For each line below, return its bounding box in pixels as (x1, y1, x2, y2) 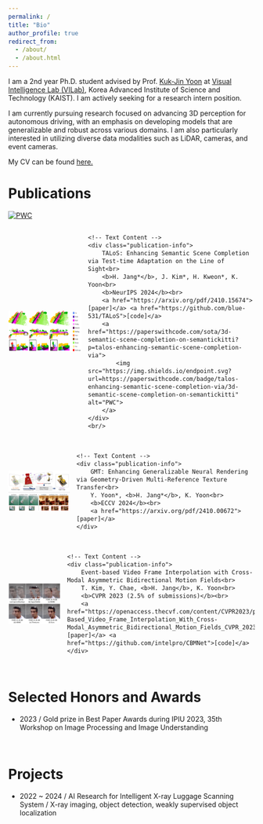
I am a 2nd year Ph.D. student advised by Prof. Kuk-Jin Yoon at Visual (8, 77, 232, 86)
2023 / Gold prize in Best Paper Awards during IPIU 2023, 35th (19, 714, 222, 723)
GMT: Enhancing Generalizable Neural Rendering (90, 467, 249, 475)
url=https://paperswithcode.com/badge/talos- (88, 375, 239, 383)
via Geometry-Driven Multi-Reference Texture (76, 475, 228, 483)
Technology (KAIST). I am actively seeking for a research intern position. (8, 93, 242, 102)
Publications (8, 185, 92, 203)
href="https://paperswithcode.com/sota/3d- (88, 328, 232, 335)
